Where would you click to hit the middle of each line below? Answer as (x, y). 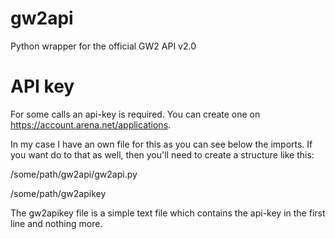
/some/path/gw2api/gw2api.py (74, 174)
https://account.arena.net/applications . (91, 124)
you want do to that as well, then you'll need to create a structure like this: (162, 154)
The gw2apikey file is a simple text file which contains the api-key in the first (168, 213)
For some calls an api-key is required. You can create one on (135, 114)
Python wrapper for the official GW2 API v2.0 (103, 46)
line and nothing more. (56, 223)
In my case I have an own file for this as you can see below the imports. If (161, 144)
